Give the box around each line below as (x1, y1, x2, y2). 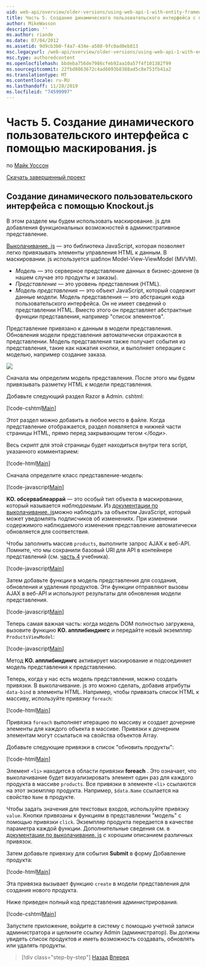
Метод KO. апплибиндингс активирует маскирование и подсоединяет (6, 657, 192, 664)
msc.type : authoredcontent (6, 55, 75, 61)
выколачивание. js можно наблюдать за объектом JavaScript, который (6, 508, 191, 515)
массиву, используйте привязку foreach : (6, 695, 113, 702)
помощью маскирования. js (6, 142, 158, 155)
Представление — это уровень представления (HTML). (15, 280, 161, 287)
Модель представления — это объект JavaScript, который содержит (15, 287, 196, 294)
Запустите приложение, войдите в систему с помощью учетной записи (6, 922, 194, 930)
